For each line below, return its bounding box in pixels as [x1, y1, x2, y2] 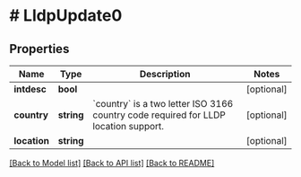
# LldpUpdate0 [9, 5, 123, 26]
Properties [9, 41, 70, 57]
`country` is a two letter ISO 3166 [92, 98, 234, 110]
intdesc [13, 83, 47, 95]
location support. [92, 120, 164, 132]
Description [139, 68, 191, 80]
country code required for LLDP [92, 109, 227, 121]
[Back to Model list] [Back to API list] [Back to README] [9, 158, 215, 168]
